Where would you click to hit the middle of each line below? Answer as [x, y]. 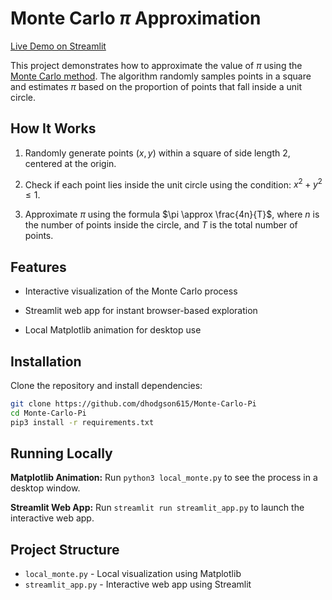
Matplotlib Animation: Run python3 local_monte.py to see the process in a [164, 478]
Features [38, 267]
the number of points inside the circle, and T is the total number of [161, 225]
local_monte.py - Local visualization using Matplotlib [133, 574]
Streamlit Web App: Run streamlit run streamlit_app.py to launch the [157, 508]
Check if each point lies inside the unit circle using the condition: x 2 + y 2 [173, 184]
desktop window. [45, 488]
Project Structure [65, 549]
